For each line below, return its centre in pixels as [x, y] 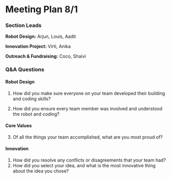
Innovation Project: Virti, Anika [38, 47]
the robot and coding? [36, 114]
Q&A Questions [25, 70]
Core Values [19, 126]
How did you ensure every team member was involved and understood [88, 108]
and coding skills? [32, 99]
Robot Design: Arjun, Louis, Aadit [41, 36]
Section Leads [24, 26]
